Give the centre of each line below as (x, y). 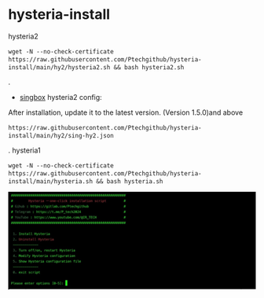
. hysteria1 (24, 150)
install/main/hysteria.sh (50, 181)
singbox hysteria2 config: (60, 97)
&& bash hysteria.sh (129, 181)
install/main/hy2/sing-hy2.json (61, 135)
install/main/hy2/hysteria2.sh (59, 67)
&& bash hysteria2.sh (149, 67)
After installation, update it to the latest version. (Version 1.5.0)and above (126, 112)
